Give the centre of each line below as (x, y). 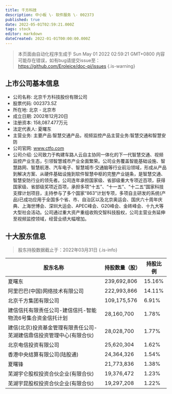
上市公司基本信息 (32, 83)
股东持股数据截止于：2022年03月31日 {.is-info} (68, 250)
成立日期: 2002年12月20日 (40, 116)
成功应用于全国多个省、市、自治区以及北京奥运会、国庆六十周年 (91, 199)
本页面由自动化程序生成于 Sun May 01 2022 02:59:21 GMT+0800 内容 (91, 54)
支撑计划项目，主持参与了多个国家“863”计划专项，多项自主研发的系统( (87, 193)
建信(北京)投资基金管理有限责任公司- (52, 327)
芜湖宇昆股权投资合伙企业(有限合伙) (51, 383)
